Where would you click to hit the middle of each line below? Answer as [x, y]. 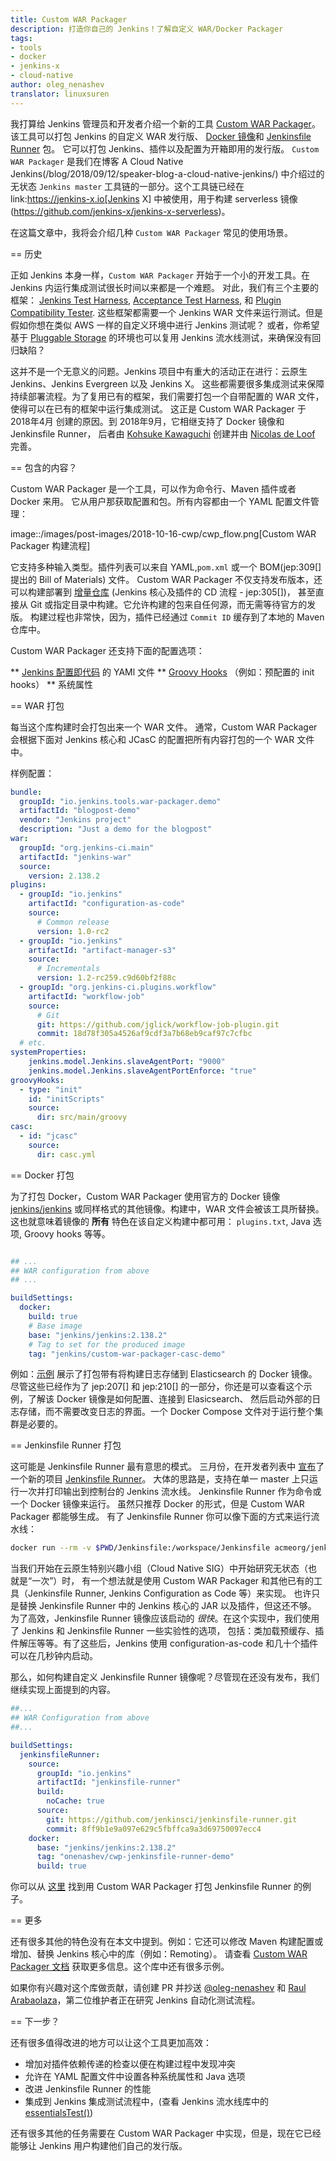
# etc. [33, 1043]
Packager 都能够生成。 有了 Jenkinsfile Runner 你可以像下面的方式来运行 [161, 1517]
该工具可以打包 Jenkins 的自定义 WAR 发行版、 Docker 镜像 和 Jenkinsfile [161, 136]
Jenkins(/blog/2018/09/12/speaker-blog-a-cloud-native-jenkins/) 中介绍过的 [167, 173]
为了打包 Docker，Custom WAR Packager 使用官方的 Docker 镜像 [145, 1196]
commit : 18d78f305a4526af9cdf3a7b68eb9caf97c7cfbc [144, 1034]
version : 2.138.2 [64, 876]
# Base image [55, 1326]
